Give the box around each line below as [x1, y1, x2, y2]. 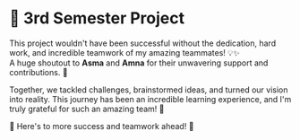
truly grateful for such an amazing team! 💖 [9, 103, 165, 114]
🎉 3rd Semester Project [9, 8, 185, 29]
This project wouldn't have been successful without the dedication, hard [9, 38, 276, 48]
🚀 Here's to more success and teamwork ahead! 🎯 [9, 120, 194, 131]
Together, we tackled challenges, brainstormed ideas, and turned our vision [9, 84, 288, 95]
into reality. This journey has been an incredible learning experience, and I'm [9, 93, 292, 104]
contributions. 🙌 [9, 66, 69, 77]
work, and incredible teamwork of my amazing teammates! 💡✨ [9, 47, 240, 57]
